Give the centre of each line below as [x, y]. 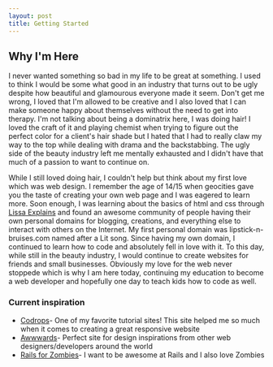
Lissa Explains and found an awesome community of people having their [130, 213]
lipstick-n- [247, 230]
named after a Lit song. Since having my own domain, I [143, 238]
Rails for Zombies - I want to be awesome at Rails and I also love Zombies [142, 355]
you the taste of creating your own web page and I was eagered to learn [129, 195]
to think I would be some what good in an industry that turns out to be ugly [133, 84]
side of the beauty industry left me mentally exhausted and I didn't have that [136, 153]
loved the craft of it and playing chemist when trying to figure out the [123, 127]
